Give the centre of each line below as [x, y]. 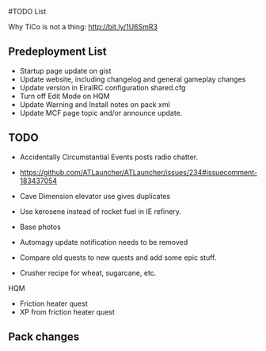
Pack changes [44, 337]
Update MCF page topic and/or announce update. [101, 113]
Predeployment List [57, 52]
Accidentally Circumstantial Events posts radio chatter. [109, 157]
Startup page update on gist [65, 71]
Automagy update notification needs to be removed [104, 242]
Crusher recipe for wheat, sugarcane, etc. [88, 273]
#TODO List [27, 11]
